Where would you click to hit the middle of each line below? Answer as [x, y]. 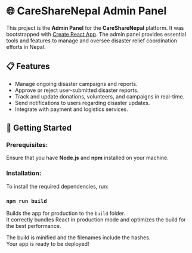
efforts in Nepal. [26, 47]
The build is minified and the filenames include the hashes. [78, 237]
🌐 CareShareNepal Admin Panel [86, 11]
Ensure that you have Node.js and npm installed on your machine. [87, 158]
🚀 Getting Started [39, 128]
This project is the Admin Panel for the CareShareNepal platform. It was [95, 27]
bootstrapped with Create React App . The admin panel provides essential [96, 34]
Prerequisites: [27, 145]
